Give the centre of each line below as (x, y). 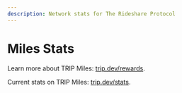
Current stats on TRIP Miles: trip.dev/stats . (69, 82)
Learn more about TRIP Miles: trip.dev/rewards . (76, 68)
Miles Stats (41, 48)
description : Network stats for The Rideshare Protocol (91, 14)
